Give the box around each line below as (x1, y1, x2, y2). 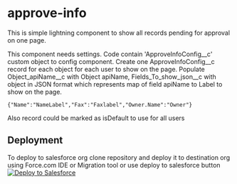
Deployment (7, 134, 63, 146)
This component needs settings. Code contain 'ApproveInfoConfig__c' (7, 50, 213, 58)
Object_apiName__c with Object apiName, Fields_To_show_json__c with (7, 72, 217, 81)
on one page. (7, 36, 46, 44)
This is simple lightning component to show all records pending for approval (7, 28, 230, 37)
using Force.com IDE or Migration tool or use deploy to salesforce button (7, 161, 221, 169)
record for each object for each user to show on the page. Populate (7, 65, 205, 73)
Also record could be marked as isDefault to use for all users (7, 114, 185, 122)
